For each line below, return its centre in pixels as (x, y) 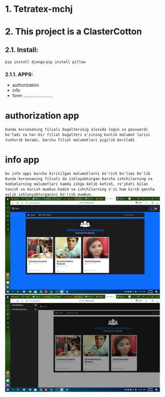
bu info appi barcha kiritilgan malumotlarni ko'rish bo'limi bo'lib (78, 174)
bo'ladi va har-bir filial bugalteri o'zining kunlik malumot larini (78, 135)
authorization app (42, 116)
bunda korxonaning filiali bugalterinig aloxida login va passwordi (77, 130)
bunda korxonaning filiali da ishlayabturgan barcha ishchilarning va (79, 179)
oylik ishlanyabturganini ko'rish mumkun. (49, 195)
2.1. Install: (22, 50)
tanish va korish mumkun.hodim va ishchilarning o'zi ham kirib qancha (80, 189)
